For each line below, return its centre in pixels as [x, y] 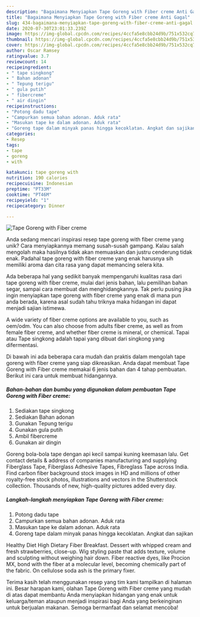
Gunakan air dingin [38, 443]
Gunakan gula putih [39, 430]
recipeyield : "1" [28, 200]
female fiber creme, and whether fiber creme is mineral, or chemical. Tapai [98, 333]
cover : [14, 45]
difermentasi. [22, 345]
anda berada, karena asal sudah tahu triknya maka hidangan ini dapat [91, 302]
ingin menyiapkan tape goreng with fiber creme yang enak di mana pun [94, 296]
